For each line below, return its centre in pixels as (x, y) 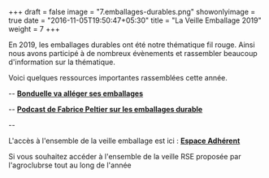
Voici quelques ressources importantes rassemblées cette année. (118, 78)
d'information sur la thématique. (62, 62)
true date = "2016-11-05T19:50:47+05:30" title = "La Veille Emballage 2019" (135, 20)
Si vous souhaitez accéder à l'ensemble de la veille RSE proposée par (125, 156)
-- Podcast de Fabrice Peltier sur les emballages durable (106, 109)
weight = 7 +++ (34, 29)
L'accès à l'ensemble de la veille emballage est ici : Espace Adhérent (124, 141)
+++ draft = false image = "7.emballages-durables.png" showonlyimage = (132, 12)
